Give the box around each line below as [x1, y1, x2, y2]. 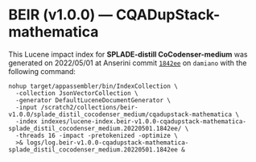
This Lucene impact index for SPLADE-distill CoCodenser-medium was [8, 49, 248, 59]
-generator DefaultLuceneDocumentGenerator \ [15, 96, 171, 104]
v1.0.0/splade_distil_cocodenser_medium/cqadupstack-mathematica [8, 110, 232, 118]
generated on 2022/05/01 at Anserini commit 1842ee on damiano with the [8, 58, 247, 68]
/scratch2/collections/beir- [40, 103, 138, 111]
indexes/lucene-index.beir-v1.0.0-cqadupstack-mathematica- [40, 117, 247, 126]
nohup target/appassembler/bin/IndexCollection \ [8, 82, 179, 90]
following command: [8, 66, 76, 76]
